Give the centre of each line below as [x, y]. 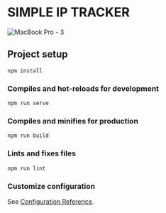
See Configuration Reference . [51, 201]
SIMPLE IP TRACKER [68, 12]
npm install [25, 71]
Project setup [38, 54]
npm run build [28, 136]
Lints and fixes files [42, 153]
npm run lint [27, 168]
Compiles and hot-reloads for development [83, 88]
